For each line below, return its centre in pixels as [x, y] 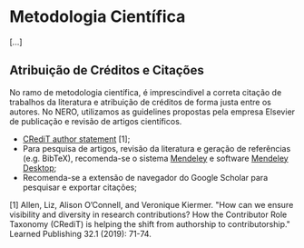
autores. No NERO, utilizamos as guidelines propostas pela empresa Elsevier [152, 112]
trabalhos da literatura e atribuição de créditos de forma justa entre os [141, 102]
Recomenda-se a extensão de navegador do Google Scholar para [145, 177]
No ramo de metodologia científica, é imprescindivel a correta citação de [146, 92]
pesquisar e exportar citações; [80, 187]
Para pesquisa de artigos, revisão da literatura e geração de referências [157, 148]
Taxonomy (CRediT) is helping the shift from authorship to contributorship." [150, 223]
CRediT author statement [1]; [76, 139]
